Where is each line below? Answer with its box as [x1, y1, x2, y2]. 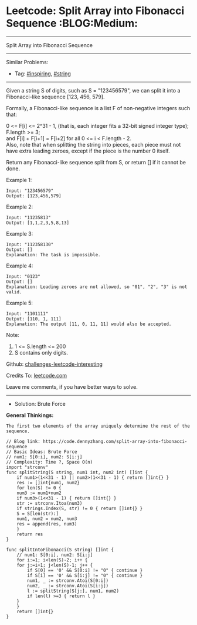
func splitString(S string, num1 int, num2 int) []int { [6, 469, 148, 475]
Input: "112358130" [6, 242, 54, 247]
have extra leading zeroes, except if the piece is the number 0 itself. [6, 147, 170, 154]
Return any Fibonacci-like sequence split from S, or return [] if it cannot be [6, 158, 186, 166]
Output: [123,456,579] [6, 193, 62, 199]
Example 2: [6, 203, 33, 210]
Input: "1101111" [6, 310, 49, 316]
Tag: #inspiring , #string [14, 70, 72, 77]
